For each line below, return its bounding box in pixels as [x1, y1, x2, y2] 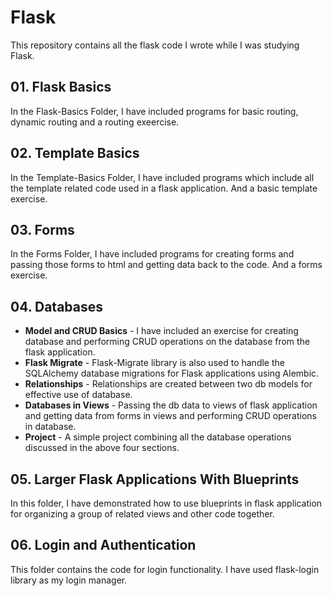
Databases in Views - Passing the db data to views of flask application [24, 399, 318, 411]
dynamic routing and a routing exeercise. [10, 116, 180, 128]
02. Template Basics [10, 145, 140, 162]
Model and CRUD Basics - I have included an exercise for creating [24, 325, 299, 337]
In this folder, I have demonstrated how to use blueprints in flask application [10, 497, 323, 509]
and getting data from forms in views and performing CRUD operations [24, 410, 317, 422]
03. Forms [10, 221, 75, 238]
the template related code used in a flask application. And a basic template [10, 182, 318, 194]
